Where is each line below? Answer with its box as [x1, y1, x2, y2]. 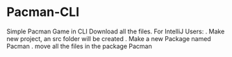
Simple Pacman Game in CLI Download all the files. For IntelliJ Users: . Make [6, 27, 225, 35]
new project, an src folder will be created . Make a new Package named [6, 34, 211, 42]
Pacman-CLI [6, 4, 80, 20]
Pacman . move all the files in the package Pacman [6, 42, 152, 50]
